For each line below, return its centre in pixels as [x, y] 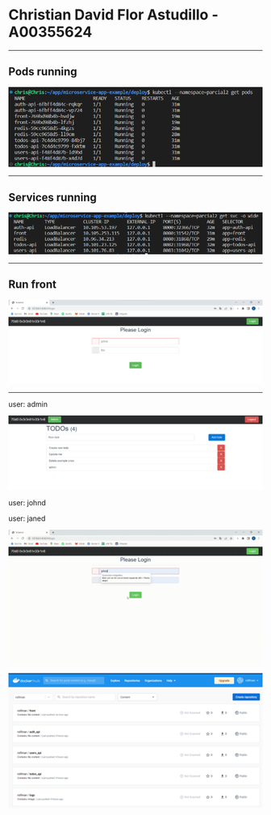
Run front [32, 285]
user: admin [28, 404]
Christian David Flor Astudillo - [114, 15]
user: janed [27, 518]
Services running [52, 197]
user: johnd [27, 502]
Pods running [43, 72]
